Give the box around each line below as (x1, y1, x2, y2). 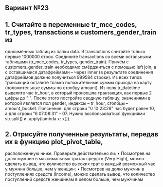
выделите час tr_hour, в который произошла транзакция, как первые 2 (5, 90, 152, 96)
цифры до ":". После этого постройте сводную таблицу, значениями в (5, 95, 151, 101)
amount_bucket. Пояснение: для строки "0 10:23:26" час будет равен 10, (5, 106, 156, 112)
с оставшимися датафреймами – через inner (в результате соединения (5, 69, 153, 75)
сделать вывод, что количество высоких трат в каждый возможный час (5, 161, 156, 167)
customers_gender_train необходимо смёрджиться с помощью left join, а (5, 64, 157, 70)
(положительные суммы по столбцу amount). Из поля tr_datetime (5, 85, 140, 91)
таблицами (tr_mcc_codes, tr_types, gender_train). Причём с (5, 59, 129, 65)
